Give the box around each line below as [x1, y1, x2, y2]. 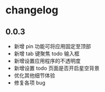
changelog [5, 3, 59, 17]
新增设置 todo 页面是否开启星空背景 [13, 65, 100, 72]
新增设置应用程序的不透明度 [13, 58, 81, 64]
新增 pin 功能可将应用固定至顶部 [13, 43, 91, 49]
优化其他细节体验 [13, 72, 55, 79]
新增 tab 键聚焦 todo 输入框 [13, 50, 80, 57]
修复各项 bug [13, 79, 46, 86]
